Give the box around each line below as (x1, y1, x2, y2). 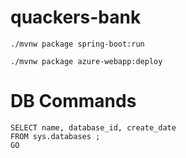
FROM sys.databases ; (10, 131, 101, 141)
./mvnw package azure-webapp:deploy (10, 56, 163, 66)
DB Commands (10, 90, 137, 113)
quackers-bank (10, 6, 142, 29)
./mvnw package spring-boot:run (10, 39, 145, 49)
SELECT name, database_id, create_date (10, 122, 177, 133)
